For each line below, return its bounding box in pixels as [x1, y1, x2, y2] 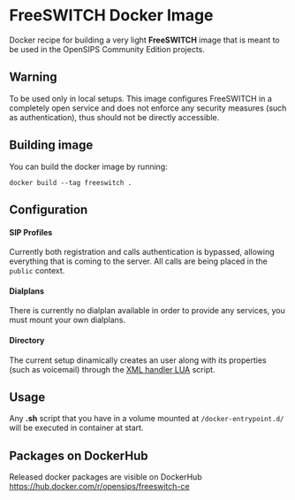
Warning [9, 70, 57, 85]
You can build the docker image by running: [9, 161, 168, 172]
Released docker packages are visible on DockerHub [9, 472, 202, 482]
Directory [9, 335, 45, 345]
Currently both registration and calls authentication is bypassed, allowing [9, 247, 276, 258]
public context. [9, 265, 65, 276]
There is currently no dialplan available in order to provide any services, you [9, 305, 285, 316]
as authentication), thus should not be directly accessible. [9, 112, 220, 122]
